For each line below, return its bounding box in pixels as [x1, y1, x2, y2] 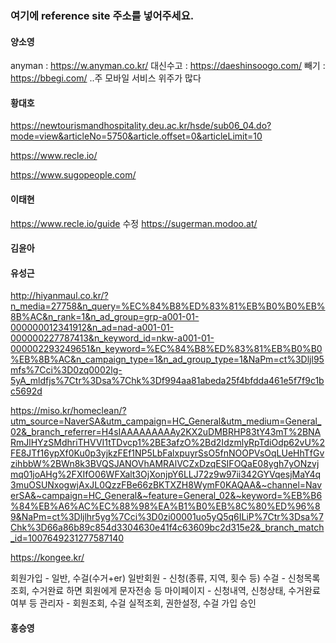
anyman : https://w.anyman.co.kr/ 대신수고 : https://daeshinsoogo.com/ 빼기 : [10, 60, 326, 72]
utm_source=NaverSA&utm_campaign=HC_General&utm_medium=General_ [10, 415, 322, 427]
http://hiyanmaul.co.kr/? [10, 290, 109, 302]
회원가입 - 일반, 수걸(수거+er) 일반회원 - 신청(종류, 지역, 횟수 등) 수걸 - [10, 572, 286, 584]
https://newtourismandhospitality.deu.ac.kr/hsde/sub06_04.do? [10, 120, 272, 132]
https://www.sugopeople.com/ [10, 169, 137, 181]
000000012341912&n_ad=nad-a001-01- [10, 322, 175, 334]
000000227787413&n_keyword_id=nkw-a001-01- [10, 332, 215, 344]
